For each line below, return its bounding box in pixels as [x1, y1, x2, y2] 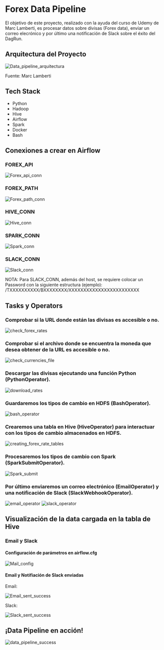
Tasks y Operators [5, 301, 63, 310]
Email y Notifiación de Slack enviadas [5, 572, 84, 578]
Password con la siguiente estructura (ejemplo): [5, 282, 103, 288]
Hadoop [12, 106, 29, 112]
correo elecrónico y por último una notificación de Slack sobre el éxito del [5, 30, 156, 36]
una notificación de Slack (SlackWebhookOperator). [5, 489, 133, 496]
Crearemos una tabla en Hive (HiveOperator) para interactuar [5, 423, 155, 430]
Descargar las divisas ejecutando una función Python [5, 370, 136, 377]
